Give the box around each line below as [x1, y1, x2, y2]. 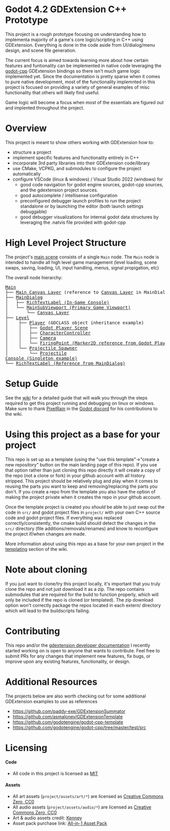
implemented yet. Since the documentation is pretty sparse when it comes [5, 73, 160, 79]
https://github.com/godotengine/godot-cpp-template [12, 719, 123, 725]
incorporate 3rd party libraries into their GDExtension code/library [12, 160, 150, 166]
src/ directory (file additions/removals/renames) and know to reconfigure [5, 525, 158, 531]
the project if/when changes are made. [5, 530, 86, 537]
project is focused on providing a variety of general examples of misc [5, 84, 150, 90]
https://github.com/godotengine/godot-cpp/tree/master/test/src [12, 724, 146, 730]
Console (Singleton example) [5, 355, 77, 361]
